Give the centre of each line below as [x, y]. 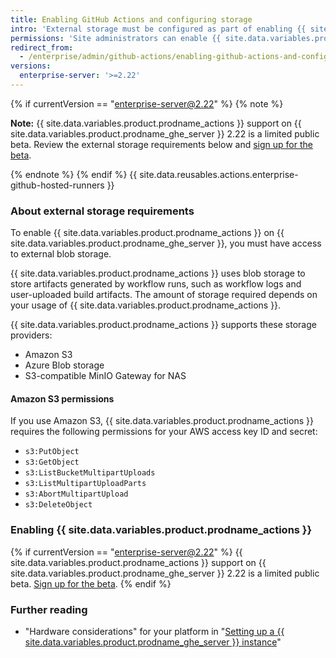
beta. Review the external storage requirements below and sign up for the [161, 144]
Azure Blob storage [64, 365]
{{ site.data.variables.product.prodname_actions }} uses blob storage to [158, 273]
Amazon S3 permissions [62, 398]
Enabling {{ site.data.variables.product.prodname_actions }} [161, 530]
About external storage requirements [102, 211]
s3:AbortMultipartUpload [76, 494]
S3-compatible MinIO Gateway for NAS [105, 376]
